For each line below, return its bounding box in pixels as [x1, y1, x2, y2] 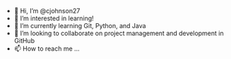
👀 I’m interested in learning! [13, 14, 94, 22]
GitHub [13, 37, 35, 45]
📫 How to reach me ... [13, 44, 80, 53]
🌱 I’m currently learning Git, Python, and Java [13, 22, 146, 29]
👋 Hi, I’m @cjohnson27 [13, 7, 81, 15]
